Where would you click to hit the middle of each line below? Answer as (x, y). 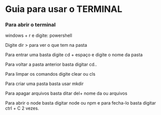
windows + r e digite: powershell (39, 35)
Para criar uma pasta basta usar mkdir (44, 84)
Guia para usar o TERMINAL (64, 9)
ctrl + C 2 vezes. (22, 109)
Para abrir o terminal (30, 25)
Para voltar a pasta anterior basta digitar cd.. (51, 64)
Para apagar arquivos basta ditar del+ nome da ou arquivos (66, 94)
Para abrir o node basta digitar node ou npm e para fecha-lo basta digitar (81, 103)
